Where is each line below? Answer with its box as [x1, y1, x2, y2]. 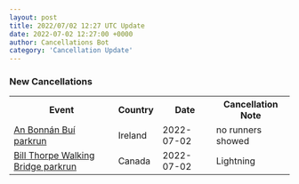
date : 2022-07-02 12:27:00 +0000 [9, 29, 133, 38]
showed [216, 135, 250, 148]
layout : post [9, 12, 58, 22]
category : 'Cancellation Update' [9, 46, 133, 55]
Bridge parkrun [13, 161, 77, 173]
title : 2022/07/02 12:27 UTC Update [9, 21, 145, 30]
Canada [117, 155, 151, 167]
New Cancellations [9, 76, 93, 88]
